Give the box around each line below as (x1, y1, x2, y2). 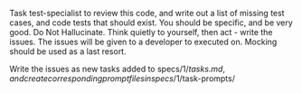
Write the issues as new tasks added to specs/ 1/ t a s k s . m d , (9, 63, 226, 74)
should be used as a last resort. (9, 46, 127, 57)
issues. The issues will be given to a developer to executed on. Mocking (9, 36, 278, 47)
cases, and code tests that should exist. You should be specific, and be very (9, 17, 294, 28)
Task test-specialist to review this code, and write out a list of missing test (9, 8, 285, 18)
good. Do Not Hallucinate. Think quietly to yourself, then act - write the (9, 27, 273, 37)
